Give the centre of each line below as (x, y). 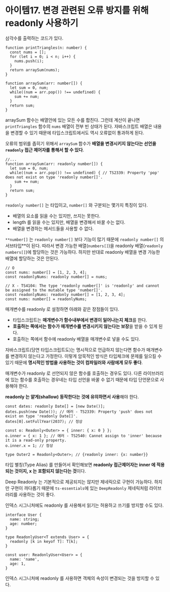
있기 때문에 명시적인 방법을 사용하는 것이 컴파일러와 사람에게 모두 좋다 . (74, 362)
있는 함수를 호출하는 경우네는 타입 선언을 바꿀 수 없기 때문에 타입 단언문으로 (85, 379)
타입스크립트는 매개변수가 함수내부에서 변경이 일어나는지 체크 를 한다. (80, 320)
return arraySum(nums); (35, 70)
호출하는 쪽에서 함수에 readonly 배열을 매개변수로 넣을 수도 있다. (76, 339)
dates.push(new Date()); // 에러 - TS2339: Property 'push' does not (79, 412)
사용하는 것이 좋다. (37, 494)
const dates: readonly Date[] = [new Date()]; (55, 406)
